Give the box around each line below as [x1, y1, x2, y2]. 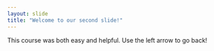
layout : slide [7, 10, 49, 17]
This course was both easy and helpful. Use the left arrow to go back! [7, 36, 208, 44]
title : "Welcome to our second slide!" [7, 17, 123, 24]
